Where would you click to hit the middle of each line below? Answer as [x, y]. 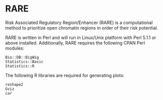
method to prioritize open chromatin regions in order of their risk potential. [82, 27]
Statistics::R [20, 66]
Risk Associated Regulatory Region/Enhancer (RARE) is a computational [79, 22]
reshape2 [14, 84]
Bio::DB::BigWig [22, 57]
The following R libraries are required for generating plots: [65, 75]
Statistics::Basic [24, 61]
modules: [15, 48]
